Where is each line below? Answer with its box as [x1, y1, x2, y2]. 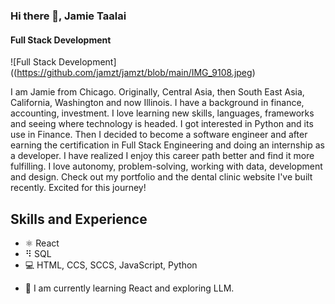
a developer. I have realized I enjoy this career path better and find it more [10, 150, 315, 162]
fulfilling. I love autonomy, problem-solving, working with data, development [10, 160, 323, 173]
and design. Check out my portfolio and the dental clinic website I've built [10, 171, 313, 183]
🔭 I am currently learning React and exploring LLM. [24, 282, 235, 294]
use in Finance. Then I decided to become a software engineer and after [10, 129, 308, 141]
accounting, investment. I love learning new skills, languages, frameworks [10, 107, 315, 119]
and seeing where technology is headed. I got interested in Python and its [10, 118, 314, 130]
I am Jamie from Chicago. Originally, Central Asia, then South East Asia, [10, 86, 305, 98]
